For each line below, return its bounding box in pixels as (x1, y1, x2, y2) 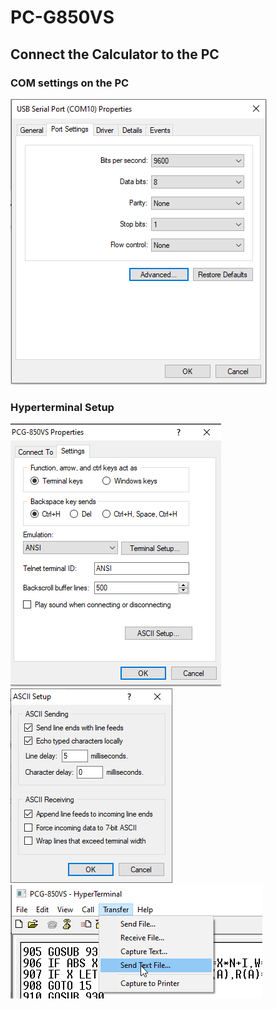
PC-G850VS (10, 6, 115, 29)
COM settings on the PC (10, 76, 130, 90)
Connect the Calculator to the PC (10, 46, 220, 63)
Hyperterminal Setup (10, 400, 115, 414)
